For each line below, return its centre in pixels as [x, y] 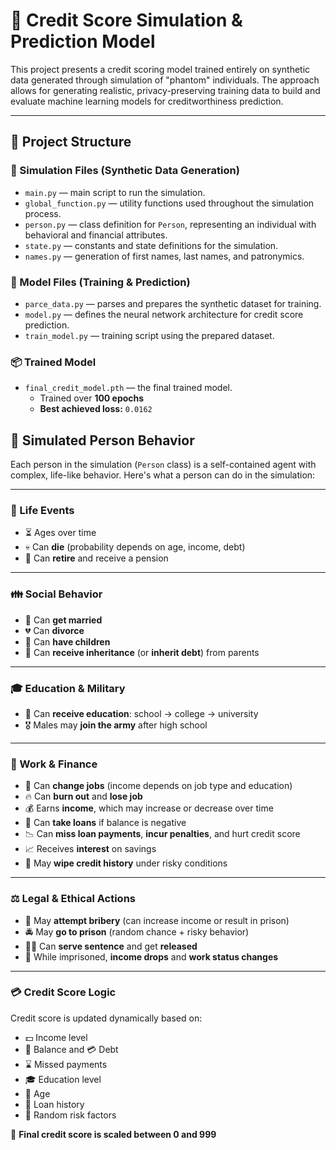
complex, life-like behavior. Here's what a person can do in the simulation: [163, 475]
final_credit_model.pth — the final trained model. [128, 388]
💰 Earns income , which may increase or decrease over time [149, 808]
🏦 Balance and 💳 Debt [71, 1049]
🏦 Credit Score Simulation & [126, 20]
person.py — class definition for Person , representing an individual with [170, 224]
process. [43, 213]
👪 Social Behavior [56, 594]
